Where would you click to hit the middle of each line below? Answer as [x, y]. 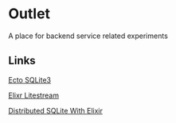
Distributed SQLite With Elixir [56, 110]
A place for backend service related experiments [88, 36]
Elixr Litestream [34, 95]
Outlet [29, 14]
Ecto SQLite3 [30, 79]
